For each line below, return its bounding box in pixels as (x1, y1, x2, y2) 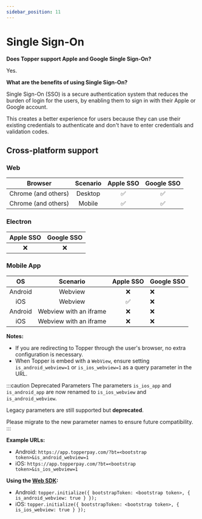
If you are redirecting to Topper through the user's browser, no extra (15, 344, 186, 352)
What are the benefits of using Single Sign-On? (6, 78, 128, 85)
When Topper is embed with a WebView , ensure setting (15, 357, 150, 364)
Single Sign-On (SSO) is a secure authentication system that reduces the (6, 90, 188, 98)
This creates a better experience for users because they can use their (6, 115, 181, 122)
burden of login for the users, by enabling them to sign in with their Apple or (6, 96, 196, 104)
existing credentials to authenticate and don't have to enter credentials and (6, 121, 194, 129)
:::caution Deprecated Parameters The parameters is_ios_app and (6, 381, 172, 389)
